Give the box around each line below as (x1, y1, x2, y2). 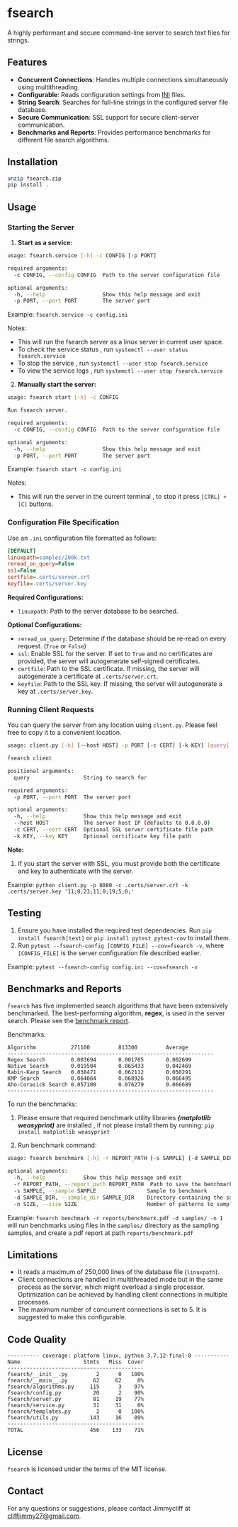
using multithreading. (17, 83, 80, 91)
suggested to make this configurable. (17, 1313, 127, 1322)
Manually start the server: (17, 381, 97, 389)
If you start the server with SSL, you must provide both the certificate (17, 859, 220, 867)
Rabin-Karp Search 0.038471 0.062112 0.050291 (7, 1069, 192, 1076)
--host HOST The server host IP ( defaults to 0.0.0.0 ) (13, 820, 211, 827)
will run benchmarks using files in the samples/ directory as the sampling (7, 1221, 220, 1229)
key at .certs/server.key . (17, 687, 93, 695)
